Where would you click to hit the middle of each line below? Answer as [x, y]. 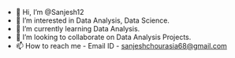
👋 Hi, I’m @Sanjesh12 [50, 12]
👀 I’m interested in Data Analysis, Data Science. [92, 20]
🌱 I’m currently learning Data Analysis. [78, 29]
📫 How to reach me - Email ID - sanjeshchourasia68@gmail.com [121, 46]
